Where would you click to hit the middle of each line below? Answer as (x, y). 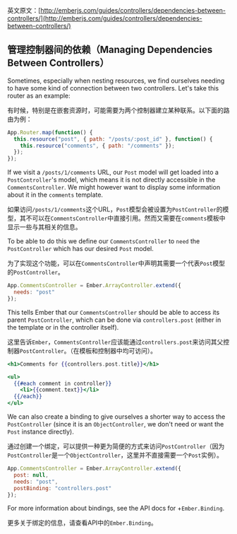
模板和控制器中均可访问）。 (118, 350)
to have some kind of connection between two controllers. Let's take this (113, 88)
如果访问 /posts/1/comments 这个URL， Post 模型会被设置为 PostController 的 (115, 209)
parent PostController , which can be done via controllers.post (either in (114, 320)
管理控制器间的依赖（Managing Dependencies (110, 50)
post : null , (31, 475)
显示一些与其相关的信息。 (44, 227)
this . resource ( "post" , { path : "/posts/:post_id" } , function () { (113, 139)
